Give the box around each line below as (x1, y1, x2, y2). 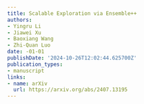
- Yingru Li (7, 23, 41, 29)
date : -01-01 (7, 49, 45, 55)
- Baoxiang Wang (7, 36, 54, 42)
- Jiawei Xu (7, 29, 41, 36)
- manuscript (7, 67, 45, 74)
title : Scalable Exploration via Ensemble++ (7, 10, 137, 17)
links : (7, 73, 26, 81)
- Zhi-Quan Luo (7, 42, 51, 49)
